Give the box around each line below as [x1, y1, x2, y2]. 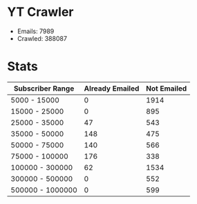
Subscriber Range [13, 84, 75, 93]
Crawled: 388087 [17, 34, 68, 42]
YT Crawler [7, 4, 74, 20]
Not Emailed [146, 84, 187, 93]
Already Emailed [84, 84, 140, 93]
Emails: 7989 [17, 27, 55, 35]
